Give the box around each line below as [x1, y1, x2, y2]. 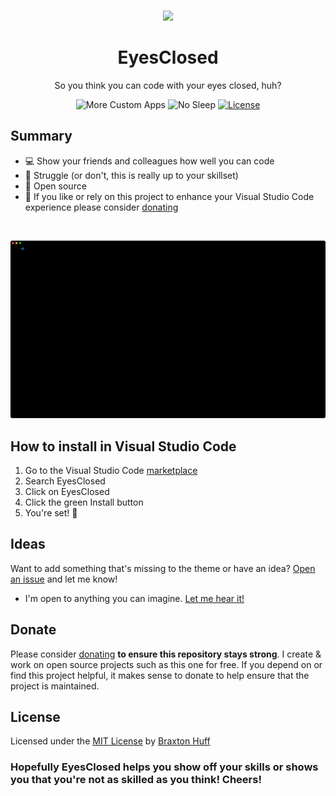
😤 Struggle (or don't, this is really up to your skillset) [24, 169, 239, 181]
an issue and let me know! [10, 573, 118, 585]
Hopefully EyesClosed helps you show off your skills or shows [10, 760, 319, 774]
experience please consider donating [24, 201, 179, 213]
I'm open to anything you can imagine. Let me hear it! [24, 592, 245, 604]
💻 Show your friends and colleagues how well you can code [24, 155, 275, 167]
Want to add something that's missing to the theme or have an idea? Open [10, 562, 316, 574]
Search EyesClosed [24, 475, 106, 487]
